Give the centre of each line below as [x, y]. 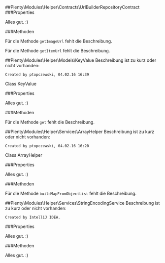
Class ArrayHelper [24, 155]
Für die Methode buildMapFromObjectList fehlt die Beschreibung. [71, 193]
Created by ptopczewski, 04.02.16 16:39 [47, 75]
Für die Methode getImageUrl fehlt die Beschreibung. [59, 41]
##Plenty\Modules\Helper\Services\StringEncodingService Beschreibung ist [82, 203]
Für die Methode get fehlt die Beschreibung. [50, 122]
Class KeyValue [21, 84]
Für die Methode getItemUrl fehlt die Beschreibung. [58, 51]
